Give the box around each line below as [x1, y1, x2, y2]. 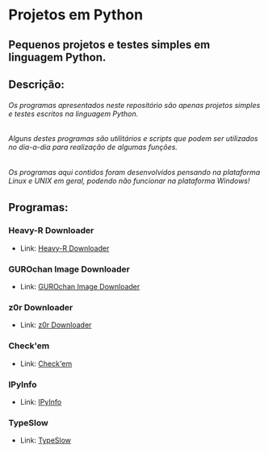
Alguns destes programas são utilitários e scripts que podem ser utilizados [8, 134, 258, 143]
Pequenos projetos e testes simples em [8, 38, 211, 52]
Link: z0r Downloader [19, 320, 92, 330]
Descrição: [8, 77, 65, 91]
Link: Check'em [19, 359, 73, 368]
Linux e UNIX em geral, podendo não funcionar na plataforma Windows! [8, 176, 250, 185]
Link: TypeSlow [19, 435, 71, 445]
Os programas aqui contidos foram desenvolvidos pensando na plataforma [8, 167, 261, 177]
